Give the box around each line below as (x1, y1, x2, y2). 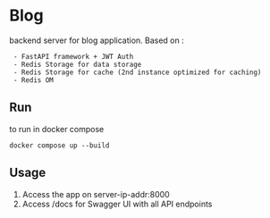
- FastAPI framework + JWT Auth (13, 52, 134, 61)
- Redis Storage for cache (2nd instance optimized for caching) (13, 68, 262, 77)
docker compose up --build (9, 140, 110, 150)
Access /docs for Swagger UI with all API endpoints (21, 198, 213, 209)
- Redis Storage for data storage (13, 60, 142, 69)
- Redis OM (13, 75, 54, 85)
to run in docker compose (9, 123, 105, 134)
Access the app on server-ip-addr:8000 (21, 189, 170, 199)
